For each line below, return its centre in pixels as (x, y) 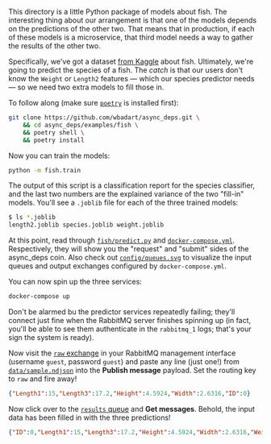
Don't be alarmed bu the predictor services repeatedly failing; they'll (122, 312)
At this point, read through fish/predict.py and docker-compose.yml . (122, 240)
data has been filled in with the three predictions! (90, 417)
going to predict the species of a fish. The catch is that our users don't (126, 70)
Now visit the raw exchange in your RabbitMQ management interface (122, 353)
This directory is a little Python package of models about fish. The (118, 12)
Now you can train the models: (59, 156)
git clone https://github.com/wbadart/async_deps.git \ (104, 118)
